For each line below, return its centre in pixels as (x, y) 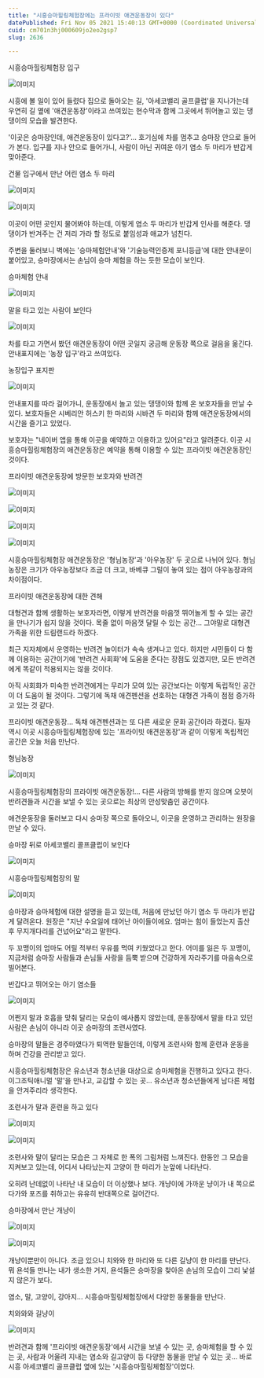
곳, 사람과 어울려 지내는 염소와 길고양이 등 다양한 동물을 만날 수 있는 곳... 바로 (134, 1357)
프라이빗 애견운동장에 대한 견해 (56, 596)
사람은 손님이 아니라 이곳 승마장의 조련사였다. (77, 1027)
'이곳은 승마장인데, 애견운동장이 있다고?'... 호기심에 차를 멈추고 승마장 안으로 (125, 138)
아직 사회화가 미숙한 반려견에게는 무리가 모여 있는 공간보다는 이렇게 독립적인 (125, 685)
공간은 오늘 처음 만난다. (44, 742)
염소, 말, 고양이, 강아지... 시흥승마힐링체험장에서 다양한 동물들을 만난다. (117, 1297)
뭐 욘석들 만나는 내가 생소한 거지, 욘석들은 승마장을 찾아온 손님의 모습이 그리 (125, 1270)
